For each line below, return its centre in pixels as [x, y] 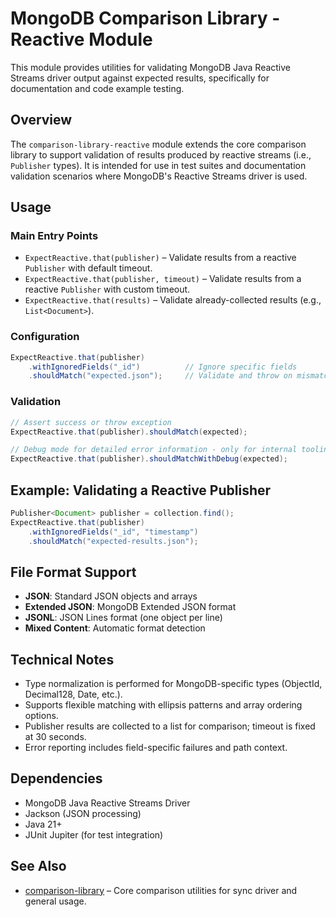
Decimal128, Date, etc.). [73, 694]
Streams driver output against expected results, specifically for [140, 78]
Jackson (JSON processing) [83, 813]
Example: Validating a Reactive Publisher [141, 490]
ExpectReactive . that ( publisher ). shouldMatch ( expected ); [129, 432]
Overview [41, 120]
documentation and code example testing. [97, 88]
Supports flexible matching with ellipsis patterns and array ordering [163, 705]
